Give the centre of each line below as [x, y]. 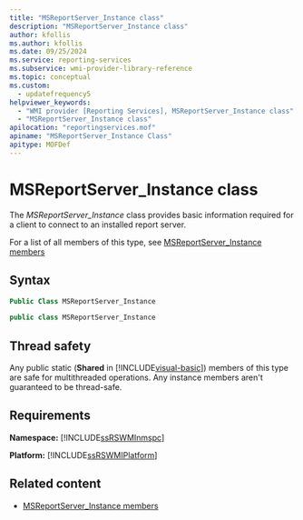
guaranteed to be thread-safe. [66, 387]
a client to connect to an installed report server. [98, 225]
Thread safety [50, 346]
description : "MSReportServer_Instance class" [99, 26]
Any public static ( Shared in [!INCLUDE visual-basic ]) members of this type [149, 368]
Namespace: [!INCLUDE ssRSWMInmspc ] [87, 437]
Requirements [50, 416]
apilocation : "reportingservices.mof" [83, 128]
